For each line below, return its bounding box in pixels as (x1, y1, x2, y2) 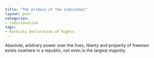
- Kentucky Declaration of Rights (5, 29, 75, 34)
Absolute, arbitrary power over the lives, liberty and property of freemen (5, 43, 149, 48)
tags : (5, 25, 16, 30)
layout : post (5, 12, 31, 16)
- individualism (5, 20, 38, 25)
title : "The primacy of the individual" (5, 7, 88, 12)
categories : (5, 16, 29, 21)
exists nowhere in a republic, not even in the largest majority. (5, 47, 126, 53)
